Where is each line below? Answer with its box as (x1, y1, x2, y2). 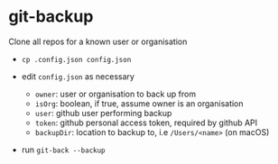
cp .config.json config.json (21, 55, 132, 64)
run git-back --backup (21, 144, 106, 155)
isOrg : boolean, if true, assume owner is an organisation (34, 97, 245, 109)
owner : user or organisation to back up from (34, 88, 196, 99)
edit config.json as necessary (21, 70, 134, 82)
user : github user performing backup (34, 107, 172, 118)
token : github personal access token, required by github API (34, 117, 258, 128)
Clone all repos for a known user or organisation (8, 36, 188, 47)
